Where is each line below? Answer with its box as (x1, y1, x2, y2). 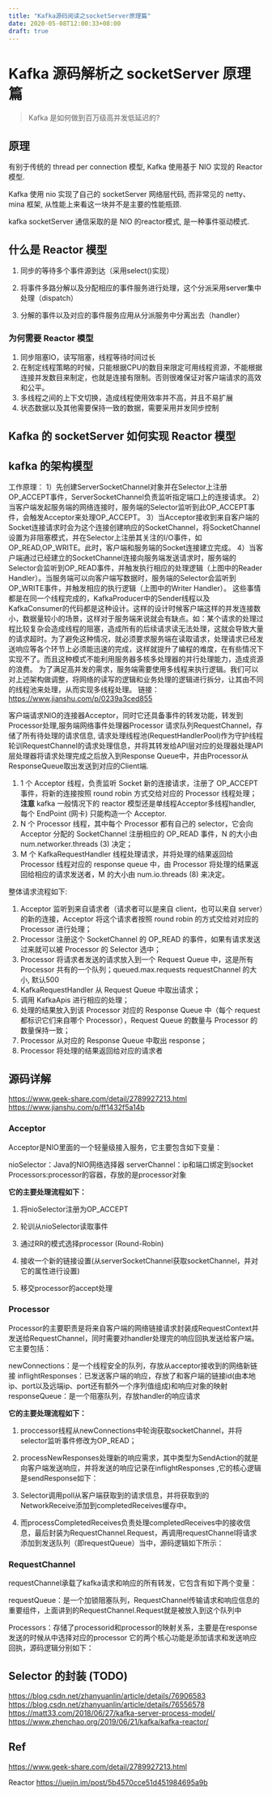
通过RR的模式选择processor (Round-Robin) (19, 1238, 164, 1248)
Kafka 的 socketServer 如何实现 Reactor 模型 (8, 429, 236, 442)
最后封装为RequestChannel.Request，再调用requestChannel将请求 (34, 1528, 257, 1537)
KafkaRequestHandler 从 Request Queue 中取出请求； (19, 985, 201, 995)
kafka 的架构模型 (8, 459, 94, 473)
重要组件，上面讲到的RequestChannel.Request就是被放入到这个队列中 (8, 1605, 242, 1615)
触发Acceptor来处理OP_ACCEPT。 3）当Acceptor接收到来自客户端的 (29, 512, 260, 523)
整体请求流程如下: (8, 887, 68, 896)
